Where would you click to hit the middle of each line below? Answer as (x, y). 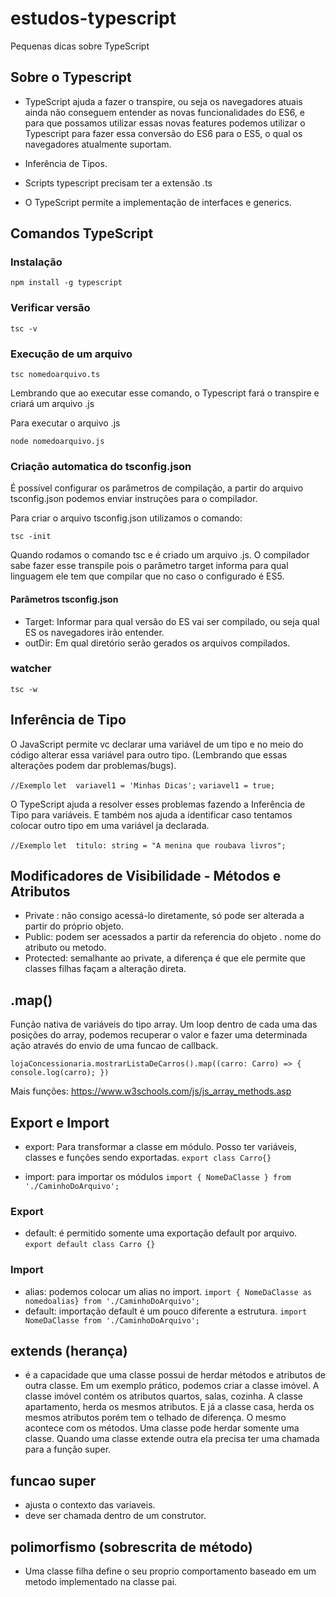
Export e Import (60, 1122)
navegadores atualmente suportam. (98, 144)
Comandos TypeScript (82, 233)
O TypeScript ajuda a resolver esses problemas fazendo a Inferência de (158, 804)
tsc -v (24, 328)
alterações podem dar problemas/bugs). (93, 765)
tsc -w (24, 689)
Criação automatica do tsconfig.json (101, 466)
